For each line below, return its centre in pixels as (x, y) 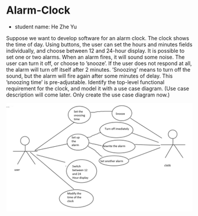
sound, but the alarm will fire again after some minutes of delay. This (90, 76)
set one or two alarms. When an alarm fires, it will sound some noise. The (95, 57)
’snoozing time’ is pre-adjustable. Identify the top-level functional (85, 82)
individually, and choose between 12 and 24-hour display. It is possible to (95, 50)
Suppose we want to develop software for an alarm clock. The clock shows (98, 38)
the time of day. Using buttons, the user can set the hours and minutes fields (99, 44)
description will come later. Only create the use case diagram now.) (88, 95)
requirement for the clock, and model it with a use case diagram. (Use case (98, 88)
